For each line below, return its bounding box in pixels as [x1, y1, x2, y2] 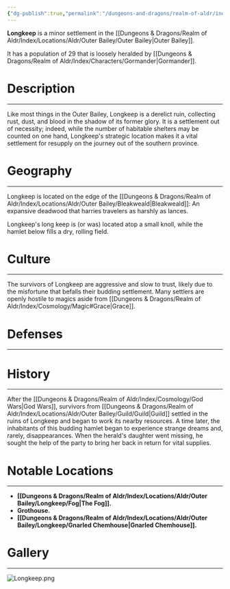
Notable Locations [7, 463, 114, 479]
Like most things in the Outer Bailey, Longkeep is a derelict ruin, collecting [7, 110, 216, 118]
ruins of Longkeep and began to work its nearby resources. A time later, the [7, 417, 220, 425]
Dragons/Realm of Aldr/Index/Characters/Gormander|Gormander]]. [7, 56, 196, 65]
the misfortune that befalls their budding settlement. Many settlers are [7, 287, 205, 296]
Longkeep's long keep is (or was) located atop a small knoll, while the [7, 220, 203, 228]
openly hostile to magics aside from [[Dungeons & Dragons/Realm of [7, 295, 201, 303]
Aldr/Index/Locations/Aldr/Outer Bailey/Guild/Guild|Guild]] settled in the [7, 409, 209, 418]
